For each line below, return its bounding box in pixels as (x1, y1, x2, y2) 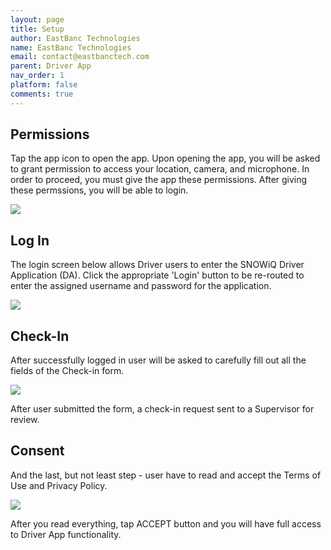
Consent (10, 442, 65, 460)
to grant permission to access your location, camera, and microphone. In (10, 163, 310, 175)
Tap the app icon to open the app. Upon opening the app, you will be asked (10, 152, 321, 165)
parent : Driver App (10, 61, 92, 71)
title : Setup (10, 24, 65, 34)
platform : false (10, 80, 78, 90)
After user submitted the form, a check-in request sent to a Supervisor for (10, 403, 315, 415)
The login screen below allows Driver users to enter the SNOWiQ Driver (10, 259, 305, 271)
